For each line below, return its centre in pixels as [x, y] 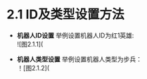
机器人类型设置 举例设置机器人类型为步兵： [79, 59]
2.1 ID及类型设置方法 [65, 14]
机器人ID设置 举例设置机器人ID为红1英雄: [75, 35]
